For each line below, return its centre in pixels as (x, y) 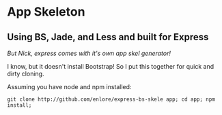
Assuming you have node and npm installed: (69, 87)
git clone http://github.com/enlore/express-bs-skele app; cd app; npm (111, 99)
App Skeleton (46, 12)
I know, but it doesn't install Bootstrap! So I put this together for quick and (110, 66)
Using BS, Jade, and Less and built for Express (108, 37)
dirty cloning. (26, 73)
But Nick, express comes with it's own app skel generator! (89, 53)
